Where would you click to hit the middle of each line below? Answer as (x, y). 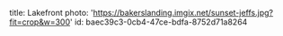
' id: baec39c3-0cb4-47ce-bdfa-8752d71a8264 (159, 22)
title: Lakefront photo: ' (52, 13)
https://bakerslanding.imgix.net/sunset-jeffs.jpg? (183, 13)
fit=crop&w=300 (40, 22)
